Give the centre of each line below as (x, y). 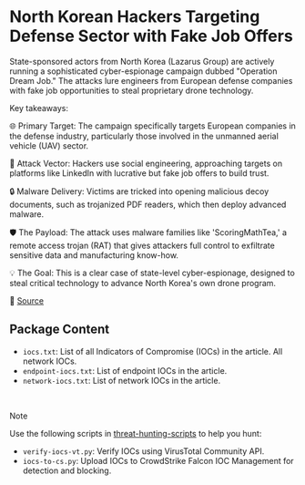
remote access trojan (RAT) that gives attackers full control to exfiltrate (142, 245)
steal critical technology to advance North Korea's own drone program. (142, 283)
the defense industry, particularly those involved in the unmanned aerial (144, 136)
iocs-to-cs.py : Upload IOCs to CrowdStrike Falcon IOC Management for (158, 460)
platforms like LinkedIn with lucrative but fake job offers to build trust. (139, 173)
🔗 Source (26, 300)
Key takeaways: (39, 108)
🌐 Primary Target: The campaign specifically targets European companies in (152, 126)
